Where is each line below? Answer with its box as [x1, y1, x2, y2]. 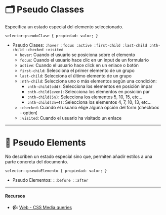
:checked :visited [25, 47, 64, 52]
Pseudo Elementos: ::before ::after [12, 177, 88, 183]
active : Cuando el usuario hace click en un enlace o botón [19, 62, 139, 68]
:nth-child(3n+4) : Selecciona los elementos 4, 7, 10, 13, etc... [27, 99, 152, 105]
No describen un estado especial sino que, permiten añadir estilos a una [5, 153, 153, 159]
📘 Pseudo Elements [5, 137, 86, 148]
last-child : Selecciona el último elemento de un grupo [19, 72, 132, 78]
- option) [19, 110, 38, 116]
